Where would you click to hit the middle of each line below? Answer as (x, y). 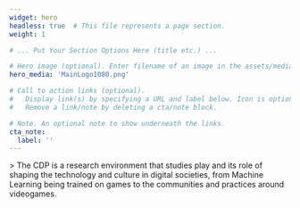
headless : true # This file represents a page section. (117, 26)
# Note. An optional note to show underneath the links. (117, 123)
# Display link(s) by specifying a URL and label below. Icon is (137, 99)
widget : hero (33, 17)
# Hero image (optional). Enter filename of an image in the (125, 67)
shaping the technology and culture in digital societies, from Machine (137, 175)
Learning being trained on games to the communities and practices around (147, 185)
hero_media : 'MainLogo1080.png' (69, 75)
